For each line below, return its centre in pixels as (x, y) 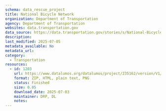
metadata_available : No (30, 46)
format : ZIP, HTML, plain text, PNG (52, 78)
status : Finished (32, 83)
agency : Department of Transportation (45, 23)
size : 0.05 (25, 87)
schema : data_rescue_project (35, 10)
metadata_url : (20, 51)
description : (19, 37)
